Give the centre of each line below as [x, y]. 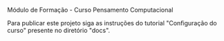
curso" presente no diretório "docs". [59, 30]
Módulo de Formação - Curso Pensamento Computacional [90, 10]
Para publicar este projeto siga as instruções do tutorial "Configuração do [112, 23]
